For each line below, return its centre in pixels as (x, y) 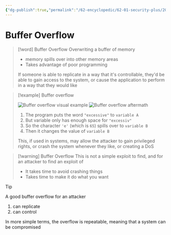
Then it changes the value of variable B (67, 131)
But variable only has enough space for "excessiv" (79, 120)
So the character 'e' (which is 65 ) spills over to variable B (87, 126)
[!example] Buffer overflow (46, 95)
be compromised (23, 227)
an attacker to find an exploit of (51, 161)
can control (25, 212)
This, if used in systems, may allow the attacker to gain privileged (86, 141)
